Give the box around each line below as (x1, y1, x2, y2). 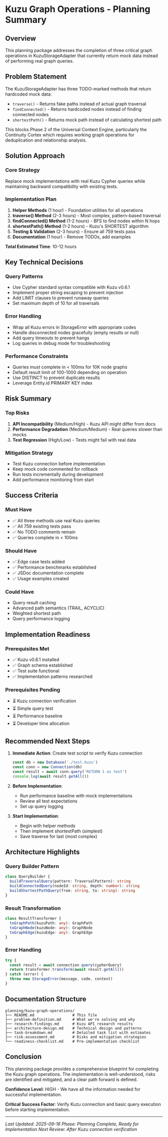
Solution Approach (5, 152, 65, 160)
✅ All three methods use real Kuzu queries (12, 517, 100, 524)
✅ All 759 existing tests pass (12, 523, 71, 529)
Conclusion (5, 1052, 42, 1061)
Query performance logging (12, 616, 70, 622)
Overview (5, 34, 36, 43)
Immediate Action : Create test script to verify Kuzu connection (12, 750, 142, 756)
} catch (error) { (5, 972, 43, 977)
